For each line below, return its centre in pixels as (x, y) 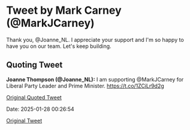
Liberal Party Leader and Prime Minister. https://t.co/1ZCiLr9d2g (85, 86)
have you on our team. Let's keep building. (59, 46)
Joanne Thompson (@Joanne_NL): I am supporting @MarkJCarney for (95, 79)
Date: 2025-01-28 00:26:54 (40, 109)
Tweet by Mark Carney (64, 10)
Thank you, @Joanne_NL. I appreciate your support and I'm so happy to (95, 40)
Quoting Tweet (34, 65)
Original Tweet (24, 120)
